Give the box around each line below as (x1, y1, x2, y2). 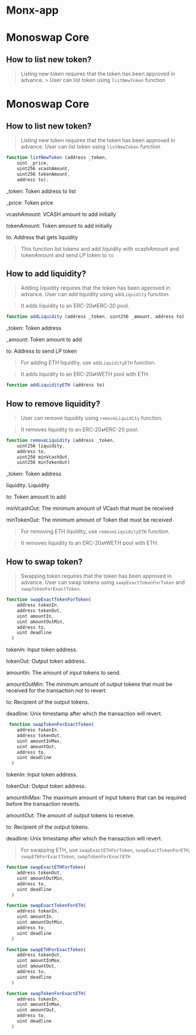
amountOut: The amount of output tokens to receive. (6, 812, 135, 819)
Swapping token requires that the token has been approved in (20, 572, 172, 580)
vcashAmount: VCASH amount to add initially (6, 211, 116, 218)
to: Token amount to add (6, 493, 67, 500)
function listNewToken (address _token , (6, 155, 108, 161)
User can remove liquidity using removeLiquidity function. (20, 414, 163, 421)
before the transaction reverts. (6, 801, 81, 808)
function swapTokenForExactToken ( (8, 722, 94, 727)
